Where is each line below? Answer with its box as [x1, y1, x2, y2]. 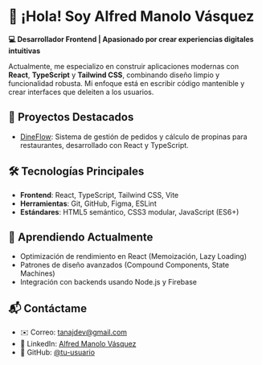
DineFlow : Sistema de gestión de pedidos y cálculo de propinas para [19, 132, 248, 141]
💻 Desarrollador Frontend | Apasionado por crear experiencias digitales [8, 34, 255, 43]
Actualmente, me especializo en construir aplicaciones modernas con [8, 61, 239, 71]
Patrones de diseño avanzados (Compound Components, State [19, 260, 230, 270]
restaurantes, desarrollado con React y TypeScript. [19, 140, 189, 150]
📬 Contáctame [8, 301, 87, 315]
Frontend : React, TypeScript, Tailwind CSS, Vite [19, 190, 179, 199]
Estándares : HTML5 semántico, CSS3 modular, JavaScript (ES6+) [19, 207, 239, 216]
